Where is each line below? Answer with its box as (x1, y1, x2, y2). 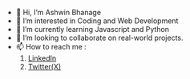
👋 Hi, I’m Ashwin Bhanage (15, 8, 102, 17)
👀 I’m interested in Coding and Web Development (15, 16, 179, 26)
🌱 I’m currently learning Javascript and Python (15, 25, 170, 34)
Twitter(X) (27, 62, 62, 71)
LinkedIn (27, 53, 57, 63)
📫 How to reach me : (15, 42, 87, 51)
